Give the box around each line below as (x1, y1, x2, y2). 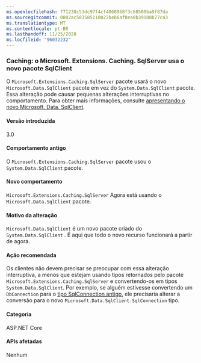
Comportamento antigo (6, 144, 66, 152)
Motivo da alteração (6, 211, 58, 219)
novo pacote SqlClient (6, 64, 72, 72)
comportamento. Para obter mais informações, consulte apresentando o (6, 97, 185, 104)
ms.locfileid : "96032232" (6, 37, 71, 43)
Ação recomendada (6, 251, 57, 259)
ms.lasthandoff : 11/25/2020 (6, 31, 77, 37)
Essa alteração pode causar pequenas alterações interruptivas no (6, 91, 170, 98)
